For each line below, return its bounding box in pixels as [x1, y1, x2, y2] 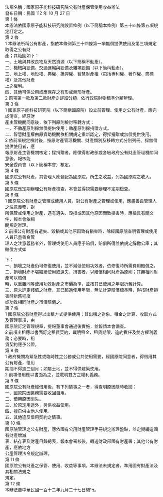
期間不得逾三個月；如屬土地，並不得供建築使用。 [5, 366, 103, 372]
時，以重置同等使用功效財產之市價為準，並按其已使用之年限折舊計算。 [5, 281, 146, 287]
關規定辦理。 [5, 222, 31, 228]
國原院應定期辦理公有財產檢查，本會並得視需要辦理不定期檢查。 [5, 186, 132, 191]
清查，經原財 [9, 113, 35, 119]
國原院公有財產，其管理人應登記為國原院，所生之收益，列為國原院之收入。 [5, 174, 154, 179]
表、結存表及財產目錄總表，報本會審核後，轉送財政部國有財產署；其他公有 [5, 438, 154, 444]
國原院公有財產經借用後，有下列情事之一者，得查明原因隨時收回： [5, 384, 137, 389]
